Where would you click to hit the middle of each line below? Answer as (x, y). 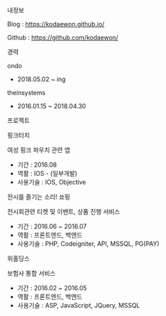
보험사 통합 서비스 (31, 273)
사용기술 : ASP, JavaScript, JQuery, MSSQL (78, 305)
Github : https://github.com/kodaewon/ (63, 38)
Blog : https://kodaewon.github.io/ (56, 24)
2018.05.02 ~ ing (41, 79)
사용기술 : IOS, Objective (52, 182)
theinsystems (26, 93)
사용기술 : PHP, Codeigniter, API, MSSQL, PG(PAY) (88, 244)
